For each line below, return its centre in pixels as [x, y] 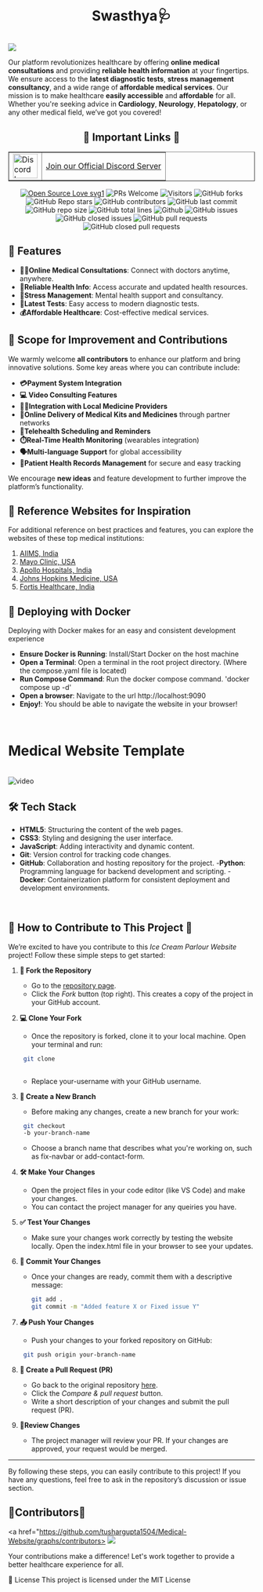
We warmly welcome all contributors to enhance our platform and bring [124, 359]
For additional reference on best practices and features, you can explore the [131, 530]
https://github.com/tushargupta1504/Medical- [113, 1532]
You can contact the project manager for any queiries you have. [134, 1207]
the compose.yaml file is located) [73, 671]
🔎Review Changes [50, 1425]
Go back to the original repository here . [94, 1385]
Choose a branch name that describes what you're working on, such [142, 1148]
